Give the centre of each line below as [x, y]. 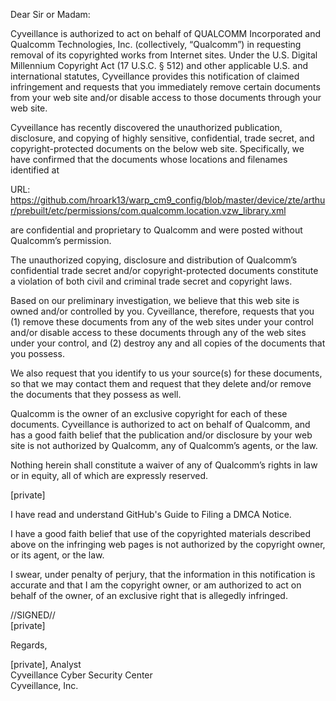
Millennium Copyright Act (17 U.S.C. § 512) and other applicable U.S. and [159, 65]
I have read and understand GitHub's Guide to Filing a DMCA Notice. [151, 514]
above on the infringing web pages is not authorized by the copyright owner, [168, 544]
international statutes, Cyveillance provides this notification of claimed [155, 76]
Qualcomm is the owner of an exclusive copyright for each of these [149, 413]
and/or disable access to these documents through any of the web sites [158, 332]
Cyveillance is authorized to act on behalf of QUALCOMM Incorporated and [166, 33]
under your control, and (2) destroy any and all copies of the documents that [168, 343]
